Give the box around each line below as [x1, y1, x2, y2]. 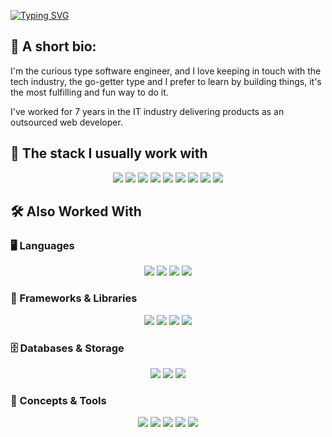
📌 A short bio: [10, 38, 97, 55]
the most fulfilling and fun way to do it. [10, 86, 169, 98]
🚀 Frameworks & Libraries [10, 291, 138, 305]
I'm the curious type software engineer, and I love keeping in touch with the [10, 65, 322, 77]
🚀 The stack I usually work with [10, 145, 208, 162]
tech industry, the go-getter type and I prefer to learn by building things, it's [10, 75, 322, 87]
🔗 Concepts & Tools [10, 393, 107, 407]
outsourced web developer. [10, 116, 123, 128]
